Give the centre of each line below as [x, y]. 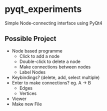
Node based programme [37, 50]
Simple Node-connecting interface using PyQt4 [54, 23]
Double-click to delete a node [50, 61]
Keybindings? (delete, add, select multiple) [56, 77]
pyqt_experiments [43, 9]
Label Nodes [32, 72]
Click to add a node [39, 56]
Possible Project [30, 39]
